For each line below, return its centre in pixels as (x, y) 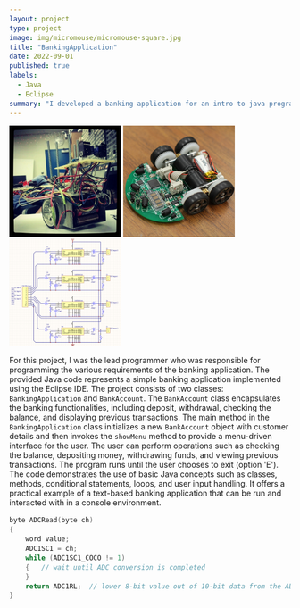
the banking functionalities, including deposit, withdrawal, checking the (140, 408)
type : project (36, 28)
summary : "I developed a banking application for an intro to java (137, 104)
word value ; (47, 539)
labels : (24, 76)
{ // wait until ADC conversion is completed (115, 567)
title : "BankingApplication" (63, 47)
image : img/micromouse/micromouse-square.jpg (95, 37)
